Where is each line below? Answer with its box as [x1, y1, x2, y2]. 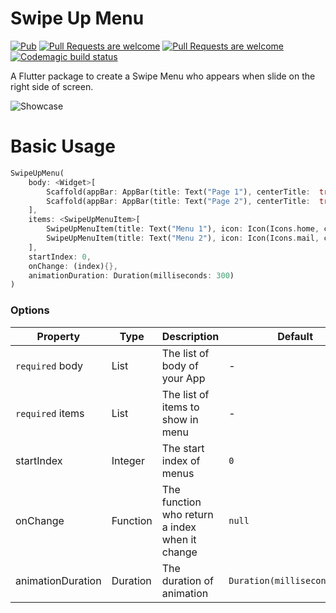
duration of [161, 573, 214, 587]
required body [15, 358, 84, 372]
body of [161, 358, 199, 372]
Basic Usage [10, 135, 116, 158]
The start [161, 441, 205, 455]
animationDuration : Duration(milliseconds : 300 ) [28, 270, 235, 281]
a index [161, 520, 197, 534]
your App [161, 371, 206, 385]
